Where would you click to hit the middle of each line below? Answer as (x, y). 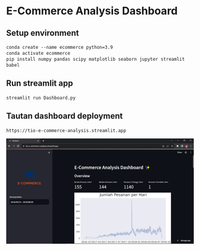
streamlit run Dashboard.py (41, 98)
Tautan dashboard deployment (65, 116)
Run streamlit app (40, 84)
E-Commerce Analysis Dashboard (92, 11)
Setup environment (43, 33)
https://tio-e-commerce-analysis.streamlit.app (66, 130)
